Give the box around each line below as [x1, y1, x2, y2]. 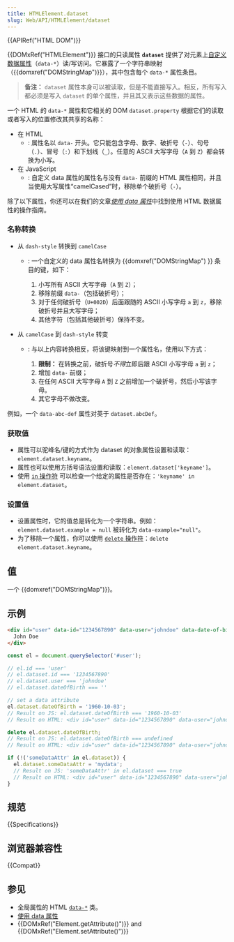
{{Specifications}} [7, 821, 59, 829]
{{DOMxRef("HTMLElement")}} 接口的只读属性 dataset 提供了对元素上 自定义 [7, 50, 227, 59]
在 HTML [17, 130, 43, 138]
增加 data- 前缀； [38, 368, 88, 377]
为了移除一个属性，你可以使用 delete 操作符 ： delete [17, 534, 169, 543]
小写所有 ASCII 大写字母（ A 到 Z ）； [38, 280, 138, 288]
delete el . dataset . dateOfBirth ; [7, 728, 101, 736]
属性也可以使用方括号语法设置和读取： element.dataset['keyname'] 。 [17, 463, 214, 472]
